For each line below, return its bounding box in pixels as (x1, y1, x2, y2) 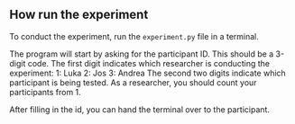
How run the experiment (9, 7, 149, 22)
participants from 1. (9, 86, 81, 97)
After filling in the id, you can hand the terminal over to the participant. (9, 103, 271, 115)
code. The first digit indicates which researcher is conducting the (27, 58, 271, 68)
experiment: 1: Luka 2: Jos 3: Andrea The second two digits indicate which (9, 67, 286, 78)
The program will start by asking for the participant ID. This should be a (9, 49, 274, 59)
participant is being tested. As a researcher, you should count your (9, 76, 257, 88)
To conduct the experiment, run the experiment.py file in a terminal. (9, 31, 260, 41)
